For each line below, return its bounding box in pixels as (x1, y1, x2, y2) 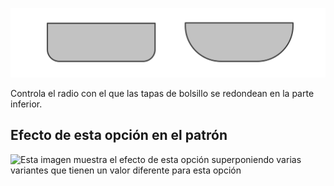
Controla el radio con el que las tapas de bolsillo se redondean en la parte (10, 87, 315, 99)
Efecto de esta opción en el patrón (10, 127, 228, 144)
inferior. (10, 98, 43, 110)
